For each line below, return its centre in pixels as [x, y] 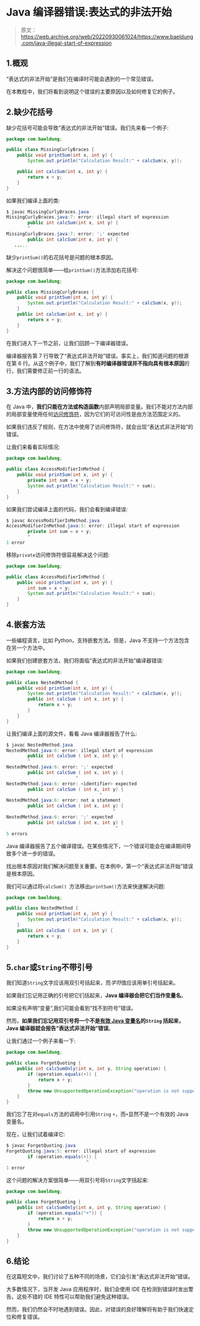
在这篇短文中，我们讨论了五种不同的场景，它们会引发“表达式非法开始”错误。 [100, 1276]
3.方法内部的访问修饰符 [49, 391]
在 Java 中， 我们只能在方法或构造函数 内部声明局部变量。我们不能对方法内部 [100, 407]
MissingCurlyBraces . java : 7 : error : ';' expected [68, 234]
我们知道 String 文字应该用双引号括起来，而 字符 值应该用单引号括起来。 [92, 983]
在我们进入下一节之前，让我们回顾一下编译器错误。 [69, 343]
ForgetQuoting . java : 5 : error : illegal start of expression [81, 1151]
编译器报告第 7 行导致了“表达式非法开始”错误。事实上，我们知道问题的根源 [98, 355]
